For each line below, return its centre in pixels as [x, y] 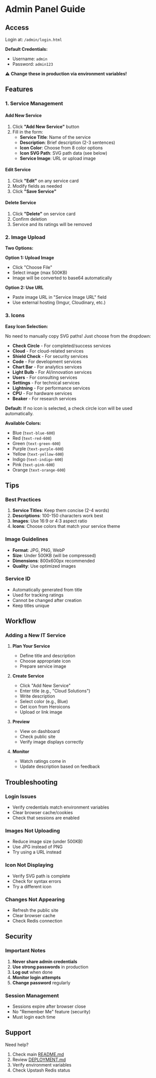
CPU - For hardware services [42, 393]
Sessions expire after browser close [49, 1006]
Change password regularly [41, 982]
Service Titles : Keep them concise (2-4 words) [61, 510]
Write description [38, 696]
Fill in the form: [28, 132]
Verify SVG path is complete [41, 876]
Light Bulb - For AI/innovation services [52, 372]
